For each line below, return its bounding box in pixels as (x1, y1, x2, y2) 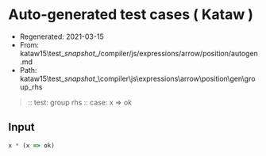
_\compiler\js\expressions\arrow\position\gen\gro (94, 74, 256, 83)
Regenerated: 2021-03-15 (19, 32, 105, 41)
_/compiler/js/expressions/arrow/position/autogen (94, 48, 258, 58)
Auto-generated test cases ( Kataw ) (8, 6, 254, 24)
